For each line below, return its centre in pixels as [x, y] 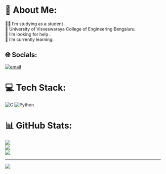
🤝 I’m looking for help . [28, 34]
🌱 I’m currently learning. [30, 39]
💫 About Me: [31, 10]
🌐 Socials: [21, 55]
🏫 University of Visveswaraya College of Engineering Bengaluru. [70, 29]
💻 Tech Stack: [36, 87]
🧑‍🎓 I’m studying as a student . [35, 24]
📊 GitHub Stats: [39, 125]
